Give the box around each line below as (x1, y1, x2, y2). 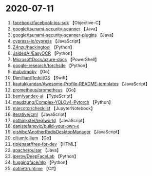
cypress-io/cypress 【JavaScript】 (12, 38, 83, 44)
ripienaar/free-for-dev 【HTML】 (12, 141, 79, 147)
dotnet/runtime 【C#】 (12, 165, 58, 171)
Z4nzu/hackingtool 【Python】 (12, 44, 75, 50)
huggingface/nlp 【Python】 (12, 159, 70, 165)
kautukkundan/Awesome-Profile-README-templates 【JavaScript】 (12, 81, 150, 87)
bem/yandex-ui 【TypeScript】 (12, 93, 75, 99)
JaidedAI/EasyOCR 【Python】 (12, 50, 75, 56)
